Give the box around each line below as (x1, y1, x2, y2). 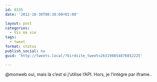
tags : (5, 35, 16, 40)
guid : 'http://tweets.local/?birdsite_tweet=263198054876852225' (5, 53, 143, 58)
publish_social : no (5, 48, 46, 54)
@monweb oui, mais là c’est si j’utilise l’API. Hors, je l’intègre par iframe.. (5, 71, 153, 77)
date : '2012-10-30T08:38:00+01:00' (5, 12, 79, 17)
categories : (5, 25, 30, 30)
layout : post (5, 21, 32, 26)
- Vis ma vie (9, 30, 37, 35)
